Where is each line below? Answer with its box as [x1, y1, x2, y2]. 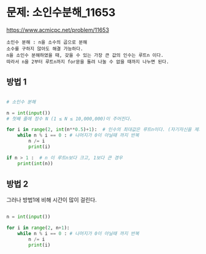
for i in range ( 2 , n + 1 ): [6, 225, 70, 231]
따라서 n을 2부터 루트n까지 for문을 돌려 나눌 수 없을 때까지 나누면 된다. [6, 59, 170, 65]
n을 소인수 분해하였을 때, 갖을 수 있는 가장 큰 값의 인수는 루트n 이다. [6, 52, 164, 58]
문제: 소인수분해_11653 [6, 6, 116, 20]
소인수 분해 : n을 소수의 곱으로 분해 [6, 39, 88, 45]
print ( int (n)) [17, 160, 53, 166]
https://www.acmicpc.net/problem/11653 [6, 26, 109, 34]
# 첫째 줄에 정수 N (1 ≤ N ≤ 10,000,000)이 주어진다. [6, 116, 132, 122]
